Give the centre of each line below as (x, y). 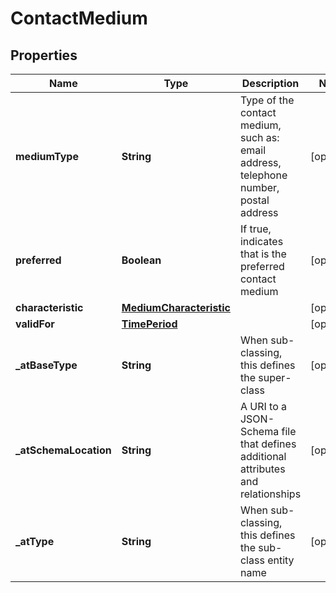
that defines (268, 444)
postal (254, 200)
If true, (255, 229)
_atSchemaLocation (63, 450)
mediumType (47, 156)
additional (263, 456)
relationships (270, 494)
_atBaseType (46, 365)
